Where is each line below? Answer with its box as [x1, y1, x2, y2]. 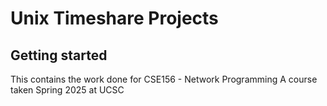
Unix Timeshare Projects [10, 7, 219, 30]
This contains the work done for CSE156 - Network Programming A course [10, 73, 318, 85]
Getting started [10, 47, 108, 64]
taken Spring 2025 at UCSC [10, 84, 125, 96]
